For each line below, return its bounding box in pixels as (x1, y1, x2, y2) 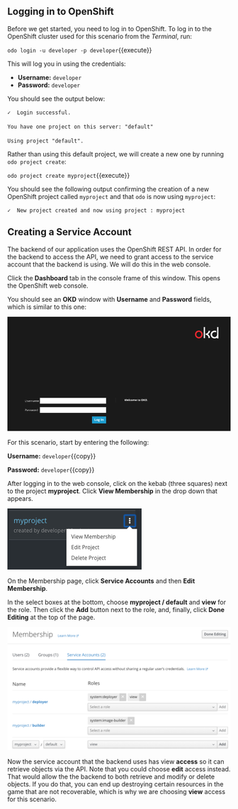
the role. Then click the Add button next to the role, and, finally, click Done (7, 605, 225, 613)
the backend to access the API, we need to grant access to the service (7, 252, 214, 261)
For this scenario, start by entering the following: (7, 438, 149, 446)
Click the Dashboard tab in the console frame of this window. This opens (7, 273, 221, 282)
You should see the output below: (7, 94, 106, 103)
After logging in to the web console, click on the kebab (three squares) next (7, 479, 228, 487)
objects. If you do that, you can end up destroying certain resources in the (7, 780, 224, 788)
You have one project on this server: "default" (7, 123, 154, 130)
